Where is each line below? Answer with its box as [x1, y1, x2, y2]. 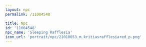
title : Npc [5, 21, 28, 26]
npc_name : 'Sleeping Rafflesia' [5, 30, 72, 35]
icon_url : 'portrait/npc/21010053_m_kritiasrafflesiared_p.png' [5, 35, 142, 40]
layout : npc [5, 7, 30, 12]
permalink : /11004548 [5, 12, 50, 17]
